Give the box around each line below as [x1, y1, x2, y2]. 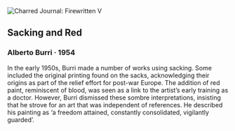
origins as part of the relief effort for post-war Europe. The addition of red [7, 78, 220, 86]
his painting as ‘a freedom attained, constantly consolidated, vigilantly [7, 108, 209, 116]
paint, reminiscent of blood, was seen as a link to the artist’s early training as [7, 86, 229, 94]
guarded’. [7, 115, 35, 124]
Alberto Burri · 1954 [7, 48, 76, 58]
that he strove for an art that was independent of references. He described [7, 100, 223, 109]
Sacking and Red [7, 27, 83, 39]
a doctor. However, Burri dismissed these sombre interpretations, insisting [7, 93, 221, 102]
